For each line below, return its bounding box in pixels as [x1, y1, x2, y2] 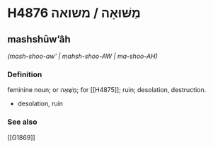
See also [7, 117, 38, 127]
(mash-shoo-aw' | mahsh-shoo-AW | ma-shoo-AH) [7, 52, 158, 60]
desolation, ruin [17, 99, 64, 108]
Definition [7, 69, 42, 79]
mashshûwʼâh [7, 33, 71, 45]
